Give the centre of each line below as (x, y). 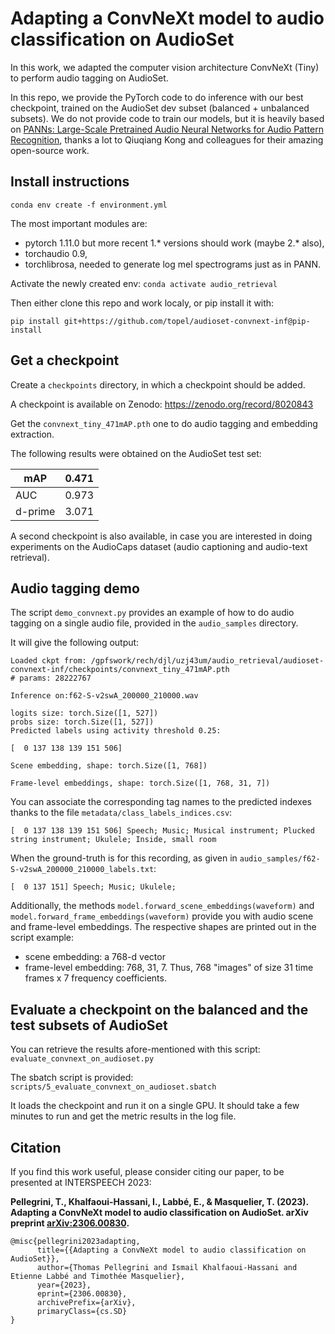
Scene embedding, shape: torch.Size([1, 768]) (109, 766)
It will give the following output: (75, 643)
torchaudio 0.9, (56, 253)
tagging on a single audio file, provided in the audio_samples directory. (154, 623)
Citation (36, 1147)
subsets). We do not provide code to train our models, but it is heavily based (167, 118)
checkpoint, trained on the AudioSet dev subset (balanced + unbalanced (160, 108)
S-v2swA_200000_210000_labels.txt (82, 870)
